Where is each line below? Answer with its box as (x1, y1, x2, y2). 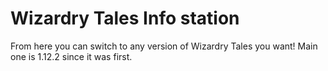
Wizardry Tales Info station (10, 7, 240, 30)
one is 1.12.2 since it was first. (10, 50, 133, 62)
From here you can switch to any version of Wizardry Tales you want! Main (10, 40, 318, 52)
